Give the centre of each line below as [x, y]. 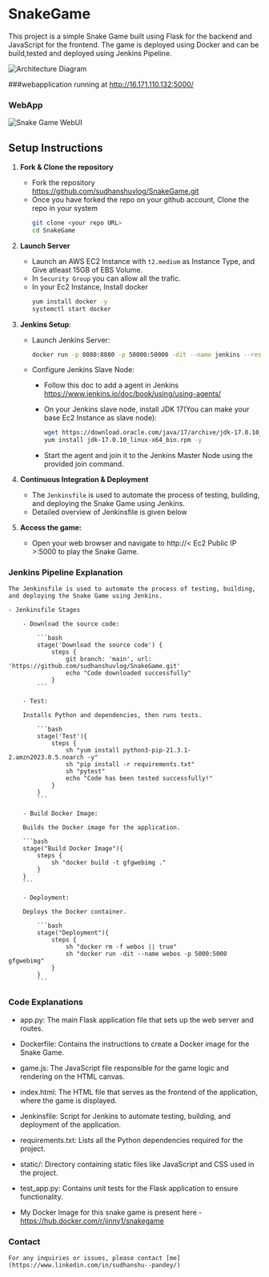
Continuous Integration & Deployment [84, 480]
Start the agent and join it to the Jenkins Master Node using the [149, 456]
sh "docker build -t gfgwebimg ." [108, 863]
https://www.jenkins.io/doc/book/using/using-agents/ [132, 394]
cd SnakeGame [54, 230]
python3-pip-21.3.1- [157, 751]
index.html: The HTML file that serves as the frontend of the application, [139, 1092]
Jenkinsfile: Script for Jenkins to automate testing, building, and [125, 1116]
